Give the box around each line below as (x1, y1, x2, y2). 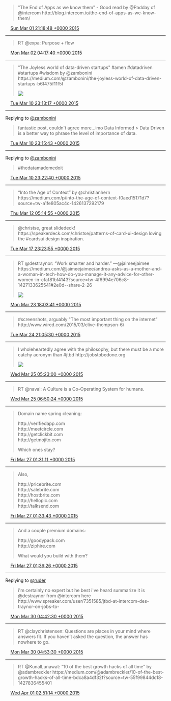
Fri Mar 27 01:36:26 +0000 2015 (10, 562, 78, 569)
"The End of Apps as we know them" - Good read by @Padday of (17, 5, 155, 10)
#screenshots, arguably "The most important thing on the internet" (17, 316, 158, 322)
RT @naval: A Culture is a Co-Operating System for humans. (17, 386, 145, 392)
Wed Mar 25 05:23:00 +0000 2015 (10, 371, 83, 377)
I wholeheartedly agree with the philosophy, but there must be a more (17, 346, 164, 352)
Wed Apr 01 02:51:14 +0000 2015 (10, 690, 80, 696)
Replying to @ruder (5, 577, 46, 583)
